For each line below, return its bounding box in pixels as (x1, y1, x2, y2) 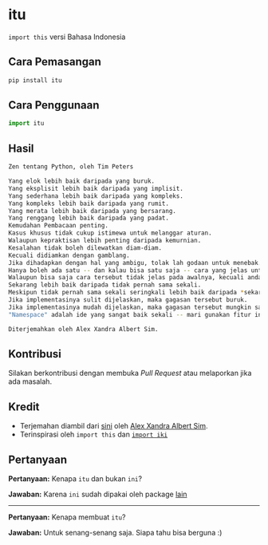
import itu (8, 120, 45, 128)
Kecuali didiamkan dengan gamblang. (8, 251, 130, 259)
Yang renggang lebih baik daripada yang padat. (8, 214, 170, 223)
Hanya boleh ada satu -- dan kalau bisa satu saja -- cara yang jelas (8, 266, 248, 274)
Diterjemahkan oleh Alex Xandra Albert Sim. (8, 325, 159, 333)
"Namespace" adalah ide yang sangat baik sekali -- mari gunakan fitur (8, 310, 251, 318)
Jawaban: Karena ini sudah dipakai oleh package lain (8, 489, 187, 499)
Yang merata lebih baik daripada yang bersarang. (8, 207, 177, 215)
